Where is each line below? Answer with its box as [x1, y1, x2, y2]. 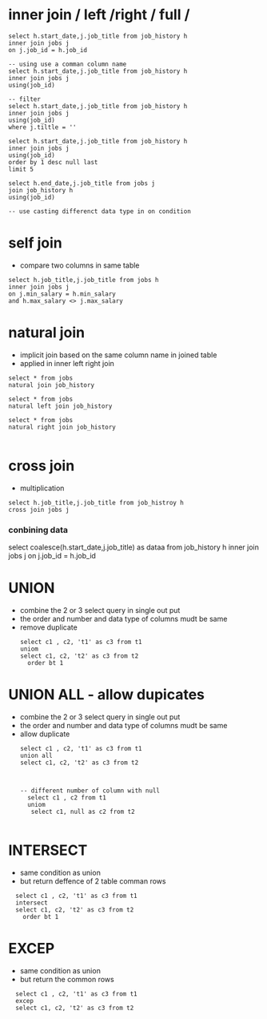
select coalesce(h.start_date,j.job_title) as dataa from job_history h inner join [8, 542, 260, 552]
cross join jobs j [8, 505, 70, 514]
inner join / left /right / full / [8, 6, 190, 24]
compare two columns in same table [19, 260, 140, 270]
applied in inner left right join [19, 358, 114, 368]
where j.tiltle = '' [8, 123, 78, 131]
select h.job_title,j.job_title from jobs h [8, 276, 159, 284]
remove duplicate [19, 622, 78, 632]
